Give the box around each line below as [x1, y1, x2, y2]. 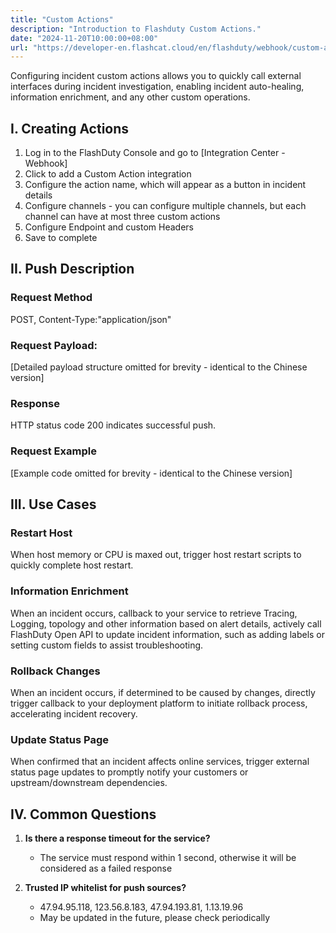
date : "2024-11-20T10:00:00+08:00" [10, 33, 159, 43]
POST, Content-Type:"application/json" [10, 313, 172, 325]
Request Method [10, 291, 93, 305]
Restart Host [10, 526, 73, 540]
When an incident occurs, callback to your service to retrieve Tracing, [10, 607, 298, 619]
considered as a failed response [39, 862, 173, 875]
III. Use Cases [10, 496, 97, 513]
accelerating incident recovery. [10, 707, 138, 720]
